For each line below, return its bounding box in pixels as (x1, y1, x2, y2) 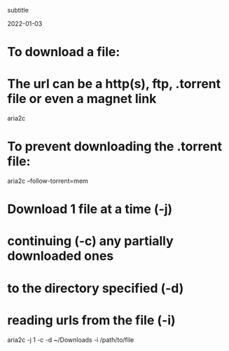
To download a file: (7, 44, 120, 60)
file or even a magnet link (7, 91, 157, 107)
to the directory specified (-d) (7, 280, 184, 296)
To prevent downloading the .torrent (7, 139, 223, 155)
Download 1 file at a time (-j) (7, 201, 173, 217)
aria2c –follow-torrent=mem (7, 177, 89, 185)
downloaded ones (7, 248, 114, 264)
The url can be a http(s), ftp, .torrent (7, 76, 221, 92)
